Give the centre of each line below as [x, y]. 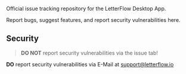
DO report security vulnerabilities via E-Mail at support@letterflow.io [90, 64]
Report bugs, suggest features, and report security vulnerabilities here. [93, 20]
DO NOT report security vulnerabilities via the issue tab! [89, 53]
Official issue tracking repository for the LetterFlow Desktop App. [86, 9]
